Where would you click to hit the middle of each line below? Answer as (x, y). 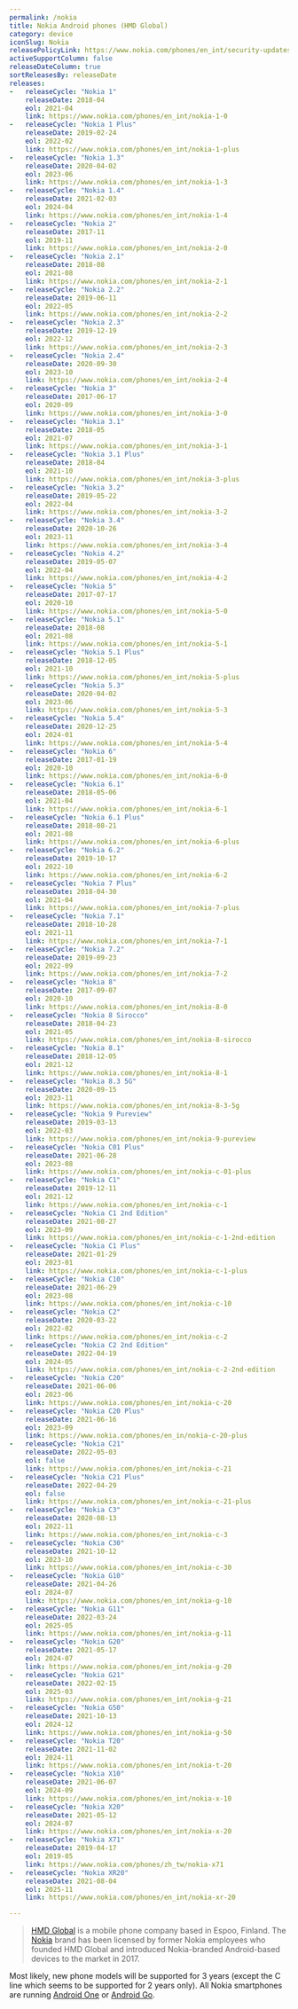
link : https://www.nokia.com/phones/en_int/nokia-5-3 (126, 710)
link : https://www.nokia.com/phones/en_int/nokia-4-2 (126, 578)
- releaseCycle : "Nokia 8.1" (67, 1048)
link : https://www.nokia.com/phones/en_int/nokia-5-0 (126, 611)
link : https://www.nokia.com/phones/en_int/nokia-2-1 (126, 281)
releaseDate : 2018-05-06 (71, 793)
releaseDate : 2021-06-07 (71, 1782)
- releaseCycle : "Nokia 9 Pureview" (81, 1114)
